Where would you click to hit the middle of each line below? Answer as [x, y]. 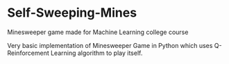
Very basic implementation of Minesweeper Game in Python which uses [110, 45]
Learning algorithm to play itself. [97, 53]
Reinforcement [28, 53]
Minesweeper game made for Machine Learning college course [98, 32]
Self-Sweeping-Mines [72, 13]
